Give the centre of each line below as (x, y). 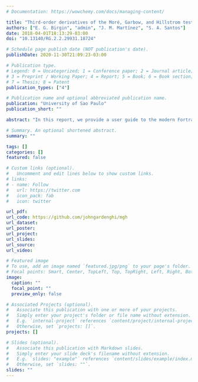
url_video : (19, 250)
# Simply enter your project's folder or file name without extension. (99, 316)
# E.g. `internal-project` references (57, 321)
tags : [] (17, 146)
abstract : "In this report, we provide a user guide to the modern (91, 120)
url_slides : (21, 239)
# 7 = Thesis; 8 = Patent (38, 82)
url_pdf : (17, 212)
